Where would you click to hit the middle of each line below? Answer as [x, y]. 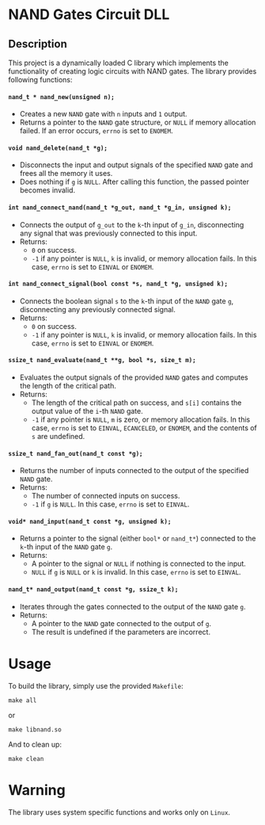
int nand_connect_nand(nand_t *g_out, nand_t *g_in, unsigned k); [120, 208]
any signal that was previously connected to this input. [108, 233]
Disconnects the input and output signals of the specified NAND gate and [136, 165]
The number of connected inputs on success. [106, 496]
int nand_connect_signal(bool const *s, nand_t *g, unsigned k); [118, 284]
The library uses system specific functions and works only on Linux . [119, 812]
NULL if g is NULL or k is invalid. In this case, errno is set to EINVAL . [136, 572]
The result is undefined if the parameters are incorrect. [121, 632]
